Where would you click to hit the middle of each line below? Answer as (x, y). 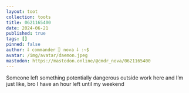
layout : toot (22, 11)
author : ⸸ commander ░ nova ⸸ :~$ (48, 50)
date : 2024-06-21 (27, 28)
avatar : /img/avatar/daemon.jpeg (47, 55)
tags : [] (17, 39)
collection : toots (28, 17)
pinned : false (23, 45)
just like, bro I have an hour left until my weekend (65, 84)
